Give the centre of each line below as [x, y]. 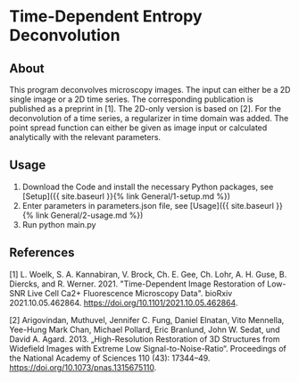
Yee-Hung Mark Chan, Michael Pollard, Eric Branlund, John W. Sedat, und [145, 329]
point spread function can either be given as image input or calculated [138, 128]
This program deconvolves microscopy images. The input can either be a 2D [150, 90]
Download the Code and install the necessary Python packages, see [148, 187]
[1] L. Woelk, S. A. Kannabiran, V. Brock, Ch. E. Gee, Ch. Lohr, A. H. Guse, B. [148, 274]
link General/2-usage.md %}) [89, 215]
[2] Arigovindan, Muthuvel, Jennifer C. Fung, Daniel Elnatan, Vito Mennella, [147, 320]
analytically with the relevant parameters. [85, 137]
